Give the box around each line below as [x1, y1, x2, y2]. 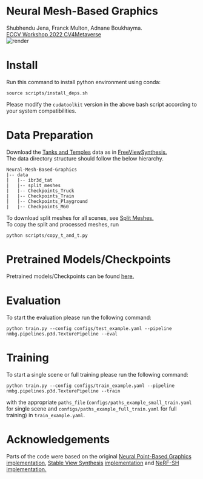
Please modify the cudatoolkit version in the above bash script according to [6, 101, 197, 108]
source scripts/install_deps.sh [6, 90, 88, 96]
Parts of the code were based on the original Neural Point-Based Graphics [6, 452, 192, 460]
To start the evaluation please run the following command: [6, 314, 151, 321]
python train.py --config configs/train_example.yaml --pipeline [6, 383, 175, 389]
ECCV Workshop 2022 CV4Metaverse [6, 30, 102, 38]
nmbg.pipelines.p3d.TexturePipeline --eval [6, 331, 118, 337]
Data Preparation [6, 128, 94, 142]
